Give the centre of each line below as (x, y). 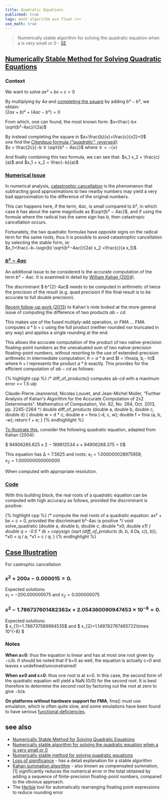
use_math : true (21, 24)
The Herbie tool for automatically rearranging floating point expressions (86, 787)
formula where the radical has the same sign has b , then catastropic (75, 217)
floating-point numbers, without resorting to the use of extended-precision (82, 353)
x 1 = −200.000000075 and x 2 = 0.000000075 (52, 595)
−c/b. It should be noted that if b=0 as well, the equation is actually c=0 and (83, 660)
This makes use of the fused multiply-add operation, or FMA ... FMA (75, 322)
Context (15, 81)
